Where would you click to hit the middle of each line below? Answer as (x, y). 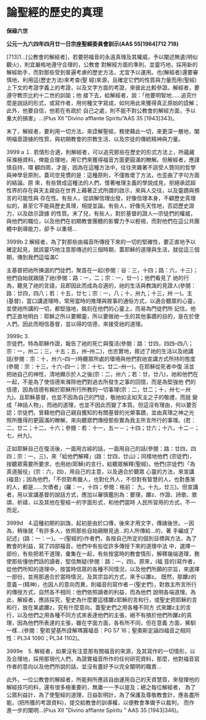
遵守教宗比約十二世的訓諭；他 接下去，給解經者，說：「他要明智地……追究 (99, 95)
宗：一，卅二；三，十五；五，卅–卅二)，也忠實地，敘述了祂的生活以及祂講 (100, 351)
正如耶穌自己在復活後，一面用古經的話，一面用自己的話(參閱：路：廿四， (99, 448)
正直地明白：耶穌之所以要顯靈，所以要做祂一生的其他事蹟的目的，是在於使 (105, 316)
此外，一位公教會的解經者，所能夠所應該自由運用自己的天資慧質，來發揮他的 (103, 679)
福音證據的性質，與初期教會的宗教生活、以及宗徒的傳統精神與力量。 (97, 139)
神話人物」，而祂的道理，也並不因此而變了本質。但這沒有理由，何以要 (104, 405)
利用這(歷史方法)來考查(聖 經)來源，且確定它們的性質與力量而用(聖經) (110, 80)
